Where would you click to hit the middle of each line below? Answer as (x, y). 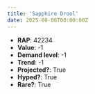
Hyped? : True (37, 77)
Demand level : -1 (42, 55)
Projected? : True (42, 70)
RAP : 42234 (35, 40)
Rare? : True (34, 84)
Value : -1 (30, 47)
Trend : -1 (30, 62)
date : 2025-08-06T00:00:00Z (48, 20)
